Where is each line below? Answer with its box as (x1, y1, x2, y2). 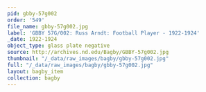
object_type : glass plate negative (7, 42, 110, 49)
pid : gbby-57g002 (7, 10, 58, 17)
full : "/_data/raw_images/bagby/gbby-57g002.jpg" (7, 62, 154, 68)
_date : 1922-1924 (7, 36, 58, 43)
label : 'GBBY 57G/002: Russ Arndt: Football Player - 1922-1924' (7, 29, 200, 37)
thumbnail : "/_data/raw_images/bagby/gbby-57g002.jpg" (7, 55, 169, 62)
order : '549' (7, 17, 45, 24)
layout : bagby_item (7, 68, 64, 75)
